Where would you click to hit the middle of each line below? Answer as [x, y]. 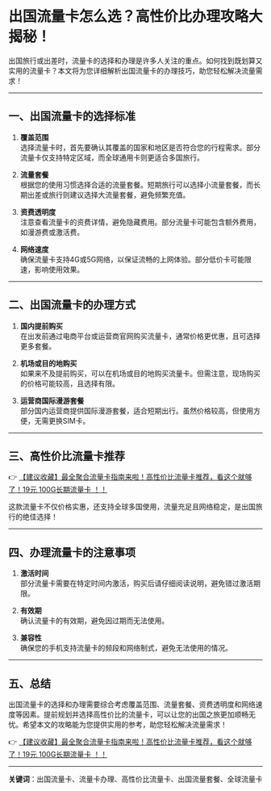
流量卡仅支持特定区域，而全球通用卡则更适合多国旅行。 [112, 157]
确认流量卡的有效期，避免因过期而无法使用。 [94, 621]
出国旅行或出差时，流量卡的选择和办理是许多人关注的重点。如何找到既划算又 [135, 61]
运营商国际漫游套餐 [52, 400]
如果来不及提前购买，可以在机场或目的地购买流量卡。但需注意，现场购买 [140, 373]
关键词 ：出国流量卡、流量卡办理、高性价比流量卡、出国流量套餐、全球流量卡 [135, 779]
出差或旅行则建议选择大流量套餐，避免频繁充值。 [108, 195]
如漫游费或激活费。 [52, 232]
